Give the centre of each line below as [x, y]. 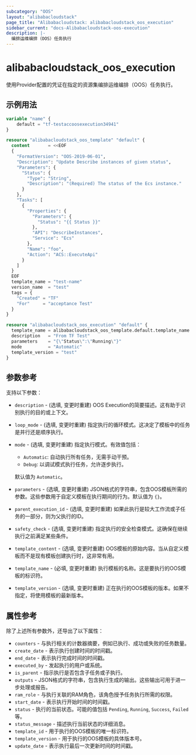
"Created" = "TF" [38, 298]
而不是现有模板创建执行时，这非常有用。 [68, 556]
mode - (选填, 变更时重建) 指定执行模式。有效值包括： [78, 445]
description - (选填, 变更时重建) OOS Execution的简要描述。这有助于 [97, 405]
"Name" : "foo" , [46, 249]
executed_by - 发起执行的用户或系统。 [60, 665]
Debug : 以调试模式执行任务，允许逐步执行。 [75, 464]
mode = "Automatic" [47, 347]
